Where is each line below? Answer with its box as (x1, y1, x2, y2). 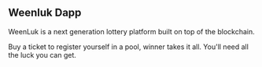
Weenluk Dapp (8, 6, 82, 19)
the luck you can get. (8, 50, 77, 59)
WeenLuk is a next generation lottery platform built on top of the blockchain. (8, 26, 255, 36)
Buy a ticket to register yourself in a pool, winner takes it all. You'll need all (8, 42, 249, 51)
